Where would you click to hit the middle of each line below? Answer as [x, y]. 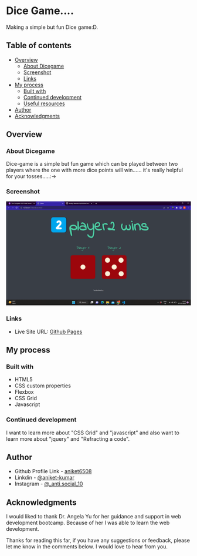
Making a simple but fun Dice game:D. [52, 27]
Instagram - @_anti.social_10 [49, 484]
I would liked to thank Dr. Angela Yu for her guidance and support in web [94, 517]
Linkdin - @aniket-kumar [44, 478]
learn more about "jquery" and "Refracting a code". [68, 438]
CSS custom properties [43, 386]
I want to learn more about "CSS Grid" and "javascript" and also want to [93, 433]
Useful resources [44, 103]
